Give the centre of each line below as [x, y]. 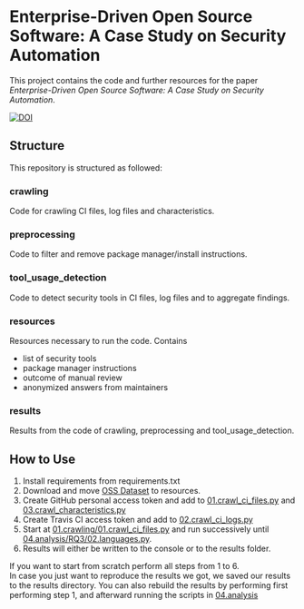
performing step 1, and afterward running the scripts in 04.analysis [134, 595]
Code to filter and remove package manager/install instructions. [128, 254]
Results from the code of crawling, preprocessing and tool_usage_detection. [152, 431]
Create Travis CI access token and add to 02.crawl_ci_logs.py [138, 520]
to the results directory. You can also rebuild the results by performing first [149, 585]
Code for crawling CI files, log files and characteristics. [112, 211]
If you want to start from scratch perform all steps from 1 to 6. [124, 566]
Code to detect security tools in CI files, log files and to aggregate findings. [150, 298]
